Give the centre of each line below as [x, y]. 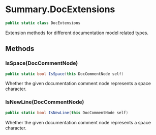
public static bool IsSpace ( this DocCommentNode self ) [65, 74]
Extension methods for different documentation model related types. [77, 33]
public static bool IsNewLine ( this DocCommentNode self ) [67, 113]
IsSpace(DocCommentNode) [42, 63]
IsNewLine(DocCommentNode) [45, 102]
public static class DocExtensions [43, 23]
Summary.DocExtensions [60, 9]
